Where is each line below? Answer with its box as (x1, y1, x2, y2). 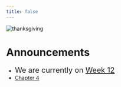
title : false (6, 8, 38, 15)
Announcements (6, 46, 90, 59)
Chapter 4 (14, 74, 40, 81)
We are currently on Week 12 (14, 65, 115, 75)
